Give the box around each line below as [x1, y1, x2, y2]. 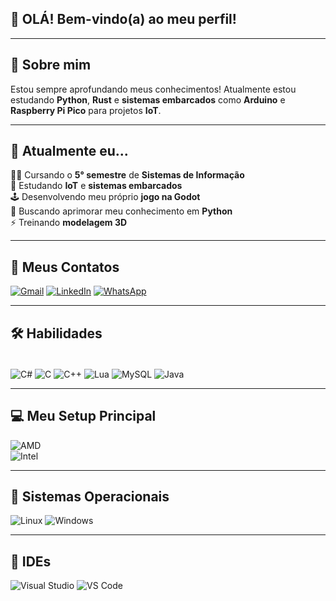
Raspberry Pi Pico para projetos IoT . [10, 104, 162, 116]
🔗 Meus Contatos [10, 258, 120, 276]
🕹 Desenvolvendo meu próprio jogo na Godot [10, 191, 201, 203]
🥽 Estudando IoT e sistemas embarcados [10, 180, 183, 192]
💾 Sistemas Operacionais [10, 488, 170, 505]
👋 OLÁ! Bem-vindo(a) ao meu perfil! [10, 11, 237, 28]
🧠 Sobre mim [10, 57, 92, 74]
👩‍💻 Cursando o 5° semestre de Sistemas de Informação [10, 169, 245, 181]
